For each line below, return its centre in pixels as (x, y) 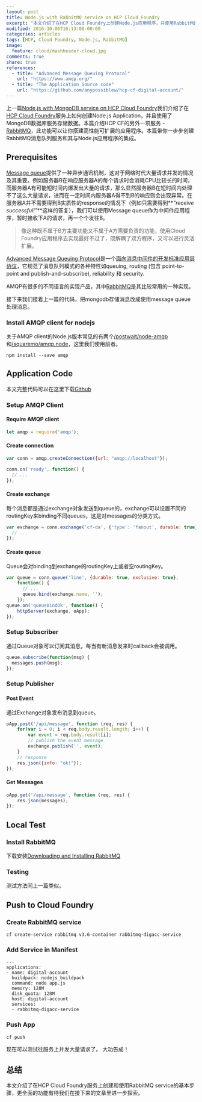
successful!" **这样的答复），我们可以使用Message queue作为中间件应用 (96, 210)
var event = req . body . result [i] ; (70, 735)
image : (14, 46)
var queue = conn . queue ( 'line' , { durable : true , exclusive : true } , (93, 577)
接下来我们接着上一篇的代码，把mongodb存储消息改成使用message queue (99, 299)
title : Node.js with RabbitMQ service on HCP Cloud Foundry (83, 17)
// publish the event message (66, 741)
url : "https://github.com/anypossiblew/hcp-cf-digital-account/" (101, 90)
